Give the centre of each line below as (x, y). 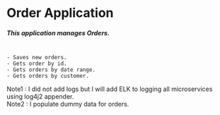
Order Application (60, 13)
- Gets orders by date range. (51, 70)
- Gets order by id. (37, 64)
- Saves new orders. (37, 58)
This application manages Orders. (58, 32)
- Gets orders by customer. (48, 76)
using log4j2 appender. (40, 97)
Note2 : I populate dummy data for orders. (68, 104)
